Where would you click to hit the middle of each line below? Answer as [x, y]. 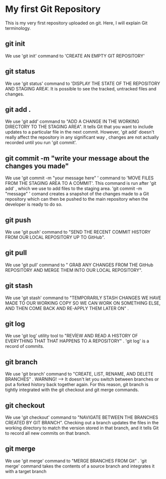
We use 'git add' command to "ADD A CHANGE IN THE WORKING [72, 121]
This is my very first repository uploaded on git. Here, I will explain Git [76, 23]
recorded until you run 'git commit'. [41, 143]
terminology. [18, 28]
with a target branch [26, 471]
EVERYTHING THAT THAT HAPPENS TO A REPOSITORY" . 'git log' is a [77, 341]
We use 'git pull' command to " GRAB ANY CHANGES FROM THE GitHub [79, 265]
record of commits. [25, 346]
